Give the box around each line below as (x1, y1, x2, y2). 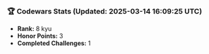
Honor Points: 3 (17, 32, 63, 40)
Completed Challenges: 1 (17, 39, 91, 47)
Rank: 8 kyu (17, 25, 52, 33)
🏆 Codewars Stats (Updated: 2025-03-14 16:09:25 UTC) (7, 6, 202, 16)
